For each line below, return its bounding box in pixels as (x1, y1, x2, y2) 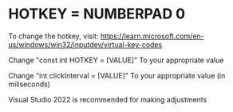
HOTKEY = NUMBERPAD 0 (8, 5, 186, 23)
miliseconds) (8, 79, 50, 89)
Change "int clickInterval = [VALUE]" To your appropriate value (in (8, 70, 226, 80)
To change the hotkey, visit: (8, 31, 99, 41)
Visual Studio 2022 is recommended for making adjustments (8, 94, 207, 104)
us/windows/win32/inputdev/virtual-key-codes (8, 39, 163, 49)
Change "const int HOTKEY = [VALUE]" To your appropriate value (8, 55, 224, 65)
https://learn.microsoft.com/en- (100, 31, 205, 41)
